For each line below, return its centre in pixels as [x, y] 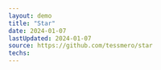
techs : [19, 53]
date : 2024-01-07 [37, 31]
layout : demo [30, 16]
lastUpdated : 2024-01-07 [50, 38]
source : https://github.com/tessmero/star [80, 46]
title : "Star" [32, 23]
